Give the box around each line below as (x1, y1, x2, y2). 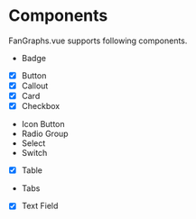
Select (21, 138, 46, 149)
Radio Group (21, 128, 69, 140)
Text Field (21, 200, 59, 212)
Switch (21, 148, 48, 159)
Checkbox (21, 101, 61, 112)
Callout (21, 80, 49, 91)
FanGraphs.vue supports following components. (8, 35, 188, 46)
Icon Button (21, 119, 65, 130)
